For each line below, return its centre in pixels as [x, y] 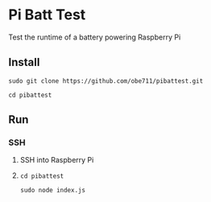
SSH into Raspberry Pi [57, 160]
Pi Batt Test [47, 15]
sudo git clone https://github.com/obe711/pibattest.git [106, 81]
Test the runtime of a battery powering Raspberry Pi [95, 37]
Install [24, 62]
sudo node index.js [53, 191]
